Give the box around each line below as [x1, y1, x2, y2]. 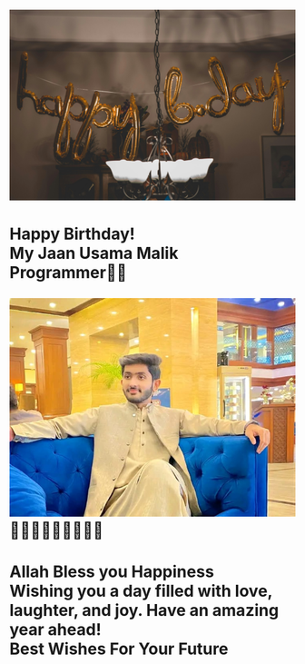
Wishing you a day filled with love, [9, 581, 273, 601]
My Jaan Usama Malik [9, 243, 179, 263]
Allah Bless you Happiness [9, 561, 215, 582]
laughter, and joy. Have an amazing [9, 600, 280, 621]
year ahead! [9, 619, 102, 640]
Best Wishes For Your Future [9, 639, 229, 659]
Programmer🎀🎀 [9, 263, 127, 283]
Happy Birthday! [9, 223, 136, 244]
